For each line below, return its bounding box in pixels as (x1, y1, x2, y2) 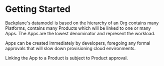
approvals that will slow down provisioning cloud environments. (5, 45, 136, 51)
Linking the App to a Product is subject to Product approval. (5, 55, 128, 61)
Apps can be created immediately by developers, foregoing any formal (5, 40, 151, 46)
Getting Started (5, 3, 71, 15)
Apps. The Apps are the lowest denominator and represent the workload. (5, 30, 155, 36)
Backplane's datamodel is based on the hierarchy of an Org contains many (5, 20, 159, 26)
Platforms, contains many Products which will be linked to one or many (5, 25, 151, 31)
